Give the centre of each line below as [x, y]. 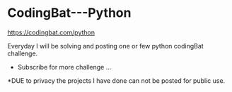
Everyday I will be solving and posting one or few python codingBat [105, 46]
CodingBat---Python [69, 13]
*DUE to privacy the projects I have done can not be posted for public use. [116, 80]
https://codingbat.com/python [51, 32]
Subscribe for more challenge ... [64, 67]
